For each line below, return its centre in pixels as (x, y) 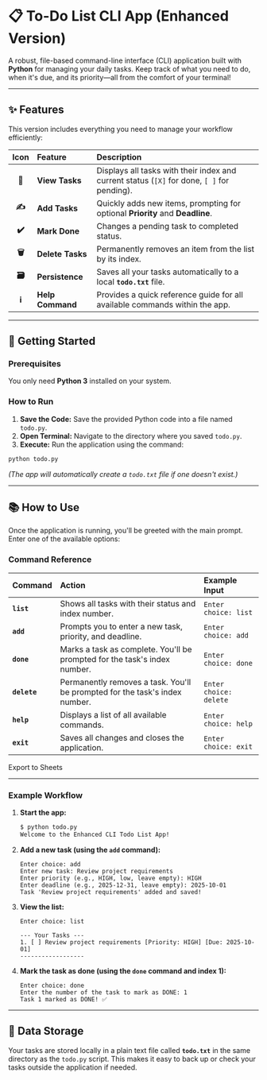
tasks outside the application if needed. (73, 1067)
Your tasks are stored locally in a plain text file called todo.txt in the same (130, 1050)
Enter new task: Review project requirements (96, 871)
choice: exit (228, 746)
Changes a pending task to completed (168, 226)
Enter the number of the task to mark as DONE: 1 (104, 992)
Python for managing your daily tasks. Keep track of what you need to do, (130, 68)
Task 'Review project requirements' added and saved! (110, 892)
